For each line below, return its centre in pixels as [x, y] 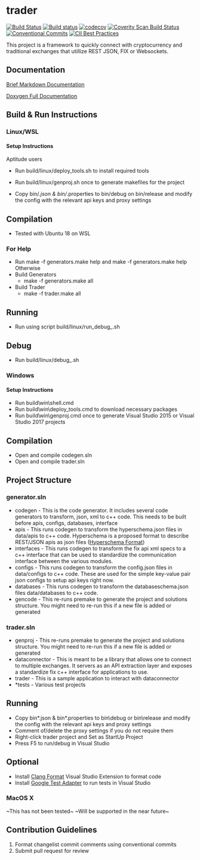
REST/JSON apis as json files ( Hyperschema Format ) [80, 542]
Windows [20, 375]
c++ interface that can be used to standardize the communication [96, 555]
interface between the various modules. [64, 561]
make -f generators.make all [59, 281]
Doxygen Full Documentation [42, 96]
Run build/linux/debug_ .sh [47, 360]
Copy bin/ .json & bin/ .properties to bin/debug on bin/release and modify [104, 194]
